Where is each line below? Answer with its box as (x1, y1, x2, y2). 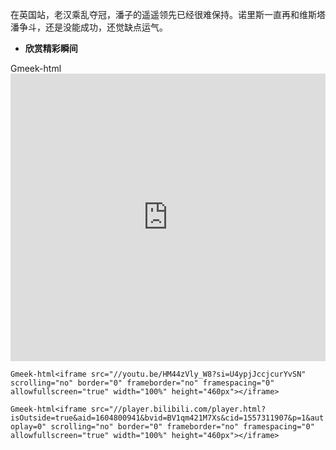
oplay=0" (10, 422, 47, 432)
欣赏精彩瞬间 (24, 43, 78, 54)
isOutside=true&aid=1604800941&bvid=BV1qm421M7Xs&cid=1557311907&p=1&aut (10, 413, 325, 423)
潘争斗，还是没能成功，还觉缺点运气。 (10, 21, 168, 33)
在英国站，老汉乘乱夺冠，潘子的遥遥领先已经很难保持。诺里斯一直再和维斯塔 (10, 9, 326, 20)
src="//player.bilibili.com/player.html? (90, 404, 267, 414)
